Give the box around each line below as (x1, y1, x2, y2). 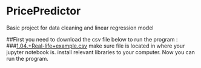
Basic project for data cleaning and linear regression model (6, 24, 154, 31)
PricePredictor (6, 4, 81, 18)
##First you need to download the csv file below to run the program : (6, 36, 178, 43)
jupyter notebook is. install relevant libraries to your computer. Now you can (6, 48, 196, 55)
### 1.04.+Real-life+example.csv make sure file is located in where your (6, 42, 185, 49)
